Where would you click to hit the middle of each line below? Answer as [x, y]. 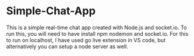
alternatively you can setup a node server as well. [67, 46]
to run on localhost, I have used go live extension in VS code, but [86, 40]
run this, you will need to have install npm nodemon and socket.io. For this [97, 33]
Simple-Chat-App [51, 11]
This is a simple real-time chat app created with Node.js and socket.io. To [96, 27]
